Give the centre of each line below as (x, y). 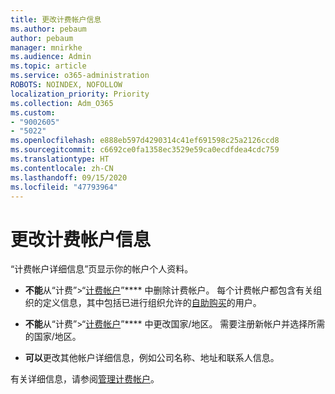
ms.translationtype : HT (60, 159)
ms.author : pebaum (48, 29)
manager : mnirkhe (46, 47)
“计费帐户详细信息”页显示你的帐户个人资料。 (102, 269)
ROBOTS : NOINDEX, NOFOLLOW (66, 85)
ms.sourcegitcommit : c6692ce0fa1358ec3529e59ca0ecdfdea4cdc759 (145, 150)
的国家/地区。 (53, 337)
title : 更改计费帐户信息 (56, 19)
